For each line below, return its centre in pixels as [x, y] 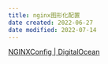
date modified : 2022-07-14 [52, 30]
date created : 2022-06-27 [50, 23]
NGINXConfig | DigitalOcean [54, 52]
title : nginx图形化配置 [44, 15]
